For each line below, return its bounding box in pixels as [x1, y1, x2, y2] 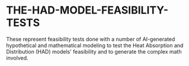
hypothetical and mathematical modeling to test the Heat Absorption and [6, 42, 184, 49]
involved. [6, 54, 28, 61]
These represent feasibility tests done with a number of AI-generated [6, 35, 175, 42]
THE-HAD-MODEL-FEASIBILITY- [6, 4, 169, 17]
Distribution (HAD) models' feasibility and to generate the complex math [6, 48, 182, 55]
